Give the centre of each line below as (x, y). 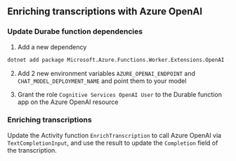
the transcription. (32, 150)
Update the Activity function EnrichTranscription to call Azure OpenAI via (114, 135)
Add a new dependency (52, 47)
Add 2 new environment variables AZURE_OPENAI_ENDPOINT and (106, 73)
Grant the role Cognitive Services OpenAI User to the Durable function (120, 94)
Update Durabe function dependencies (75, 32)
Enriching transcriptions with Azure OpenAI (105, 12)
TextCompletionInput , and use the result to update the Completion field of (113, 143)
